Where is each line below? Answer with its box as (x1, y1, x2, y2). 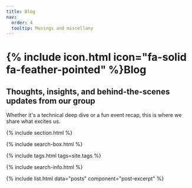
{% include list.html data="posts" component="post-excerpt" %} (6, 175, 164, 182)
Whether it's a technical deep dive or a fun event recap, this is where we (6, 112, 182, 119)
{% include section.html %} (6, 129, 73, 137)
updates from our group (6, 96, 95, 106)
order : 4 (11, 20, 33, 25)
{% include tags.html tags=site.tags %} (6, 152, 101, 160)
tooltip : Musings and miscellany (11, 25, 94, 31)
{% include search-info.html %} (6, 164, 83, 171)
